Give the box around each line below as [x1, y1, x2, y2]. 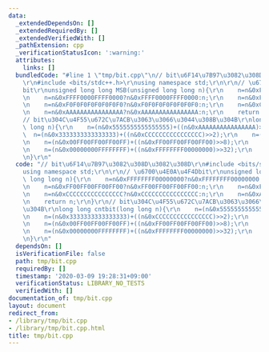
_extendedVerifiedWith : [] [15, 34, 106, 42]
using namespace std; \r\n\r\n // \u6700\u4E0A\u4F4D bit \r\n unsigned [22, 168, 252, 176]
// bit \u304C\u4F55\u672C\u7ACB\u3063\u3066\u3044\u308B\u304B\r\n [22, 116, 252, 124]
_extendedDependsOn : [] [15, 19, 94, 27]
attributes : [15, 57, 56, 65]
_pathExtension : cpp [15, 42, 84, 50]
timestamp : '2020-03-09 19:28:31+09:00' [15, 272, 152, 280]
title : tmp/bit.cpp [8, 331, 74, 340]
